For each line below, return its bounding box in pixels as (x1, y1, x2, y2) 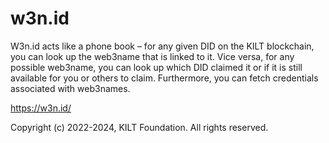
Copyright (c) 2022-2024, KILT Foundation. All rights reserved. (10, 121, 269, 133)
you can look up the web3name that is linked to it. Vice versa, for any (10, 50, 295, 62)
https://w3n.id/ (10, 102, 72, 114)
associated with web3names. (10, 82, 131, 94)
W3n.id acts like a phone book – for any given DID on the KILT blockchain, (10, 40, 315, 52)
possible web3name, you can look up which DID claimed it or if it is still (10, 61, 303, 73)
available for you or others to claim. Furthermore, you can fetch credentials (10, 72, 319, 84)
